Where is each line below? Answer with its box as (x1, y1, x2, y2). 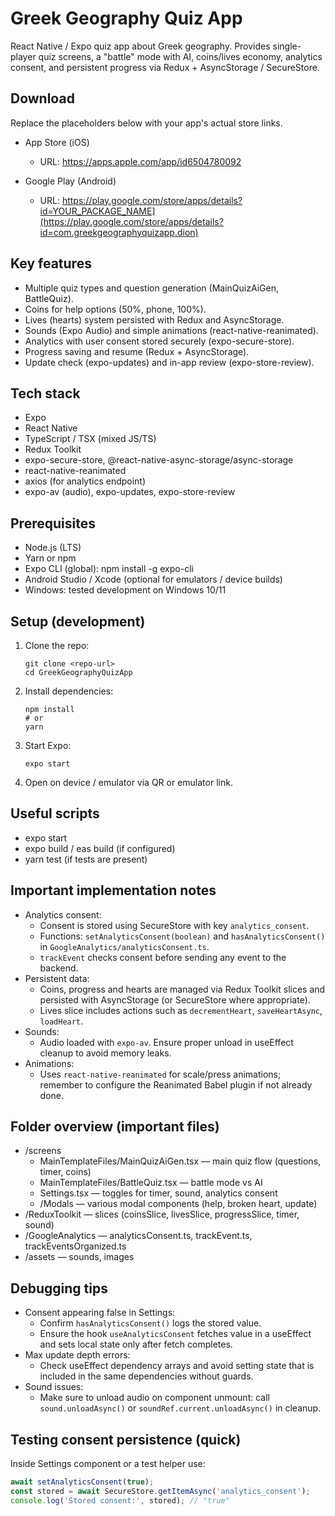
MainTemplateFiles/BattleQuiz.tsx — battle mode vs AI (39, 1177, 263, 1189)
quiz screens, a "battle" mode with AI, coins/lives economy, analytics (38, 50, 323, 62)
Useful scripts (10, 805, 100, 822)
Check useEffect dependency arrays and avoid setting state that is (39, 1360, 315, 1372)
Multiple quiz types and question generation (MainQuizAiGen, (24, 282, 279, 294)
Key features (10, 255, 92, 272)
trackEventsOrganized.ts (24, 1240, 127, 1252)
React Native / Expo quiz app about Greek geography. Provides (10, 40, 271, 52)
